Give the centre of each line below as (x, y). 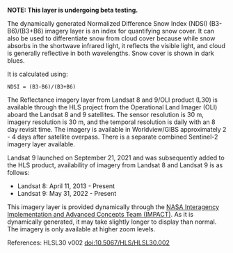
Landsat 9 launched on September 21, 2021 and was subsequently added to (116, 158)
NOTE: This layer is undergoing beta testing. (73, 10)
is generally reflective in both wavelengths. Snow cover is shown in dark (111, 53)
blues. (16, 61)
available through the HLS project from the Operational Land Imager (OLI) (112, 107)
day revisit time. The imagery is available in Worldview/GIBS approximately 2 (117, 129)
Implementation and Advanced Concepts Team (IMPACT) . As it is (100, 214)
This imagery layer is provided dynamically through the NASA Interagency (113, 207)
